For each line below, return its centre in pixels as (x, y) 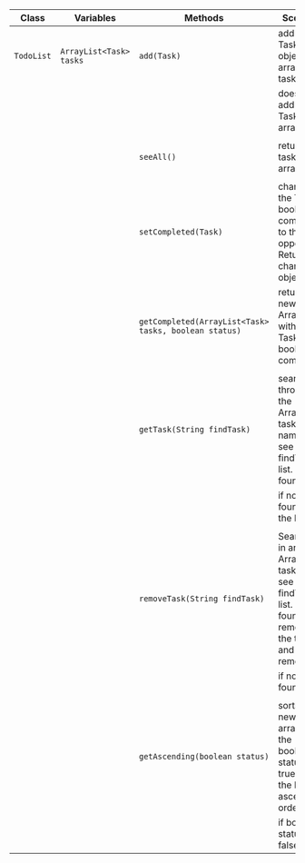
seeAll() (158, 157)
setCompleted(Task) (181, 232)
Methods (204, 18)
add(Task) (160, 56)
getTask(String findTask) (195, 429)
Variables (95, 18)
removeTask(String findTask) (202, 599)
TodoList (33, 56)
